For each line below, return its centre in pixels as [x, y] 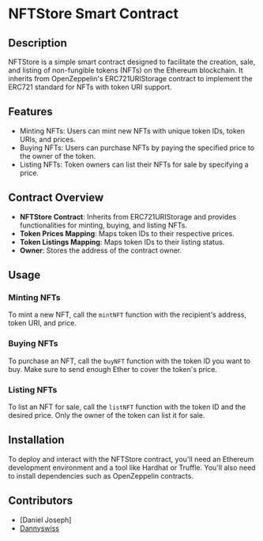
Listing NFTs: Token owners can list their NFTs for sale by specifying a [134, 164]
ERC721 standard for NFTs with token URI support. [90, 87]
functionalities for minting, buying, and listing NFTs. [103, 225]
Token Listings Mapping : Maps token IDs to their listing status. [122, 242]
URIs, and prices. [47, 139]
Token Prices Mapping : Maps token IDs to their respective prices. [127, 233]
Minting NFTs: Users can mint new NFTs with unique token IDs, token [132, 130]
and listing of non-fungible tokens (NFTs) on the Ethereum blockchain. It [126, 70]
